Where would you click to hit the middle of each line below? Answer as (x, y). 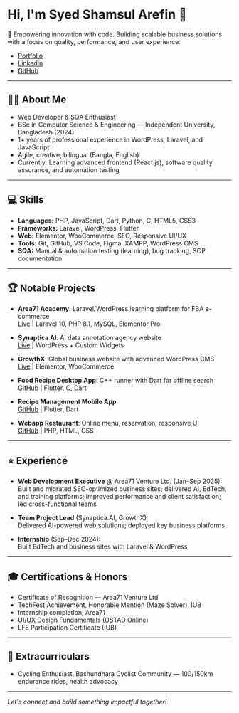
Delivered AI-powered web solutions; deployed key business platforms (121, 525)
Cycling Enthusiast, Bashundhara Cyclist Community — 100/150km (115, 674)
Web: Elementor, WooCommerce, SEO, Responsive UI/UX (102, 236)
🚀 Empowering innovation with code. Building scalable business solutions (115, 34)
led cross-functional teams (57, 504)
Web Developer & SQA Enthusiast (67, 117)
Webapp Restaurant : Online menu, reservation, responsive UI (108, 423)
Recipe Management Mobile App (67, 402)
